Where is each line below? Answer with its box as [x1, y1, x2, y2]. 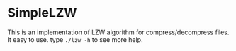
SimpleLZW [7, 5, 77, 21]
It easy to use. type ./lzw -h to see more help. [7, 35, 143, 43]
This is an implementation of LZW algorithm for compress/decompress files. [7, 28, 230, 36]
